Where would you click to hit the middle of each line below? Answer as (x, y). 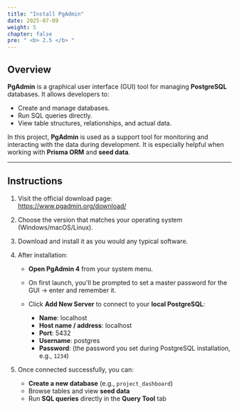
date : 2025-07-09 (33, 21)
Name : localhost (63, 317)
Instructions (35, 181)
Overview (30, 70)
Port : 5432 (55, 333)
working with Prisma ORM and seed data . (69, 152)
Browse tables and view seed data (79, 391)
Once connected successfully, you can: (75, 369)
